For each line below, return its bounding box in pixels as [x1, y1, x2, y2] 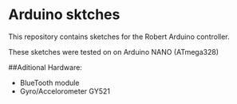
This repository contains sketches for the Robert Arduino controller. [8, 32, 230, 41]
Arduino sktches [8, 6, 120, 24]
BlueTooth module [19, 78, 80, 87]
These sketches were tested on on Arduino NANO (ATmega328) [8, 47, 219, 56]
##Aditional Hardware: [8, 62, 82, 72]
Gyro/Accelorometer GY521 [19, 86, 110, 96]
